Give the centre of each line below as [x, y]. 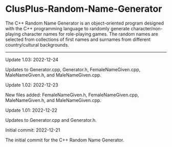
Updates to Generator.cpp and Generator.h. [51, 120]
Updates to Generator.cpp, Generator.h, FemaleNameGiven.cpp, [73, 69]
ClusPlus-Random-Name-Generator [84, 9]
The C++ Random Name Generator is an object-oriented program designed [85, 23]
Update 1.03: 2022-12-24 [32, 59]
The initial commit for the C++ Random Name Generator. [65, 140]
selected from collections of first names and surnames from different [78, 39]
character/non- [147, 28]
